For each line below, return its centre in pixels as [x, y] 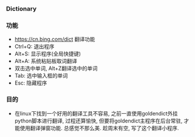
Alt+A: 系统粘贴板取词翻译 [46, 61]
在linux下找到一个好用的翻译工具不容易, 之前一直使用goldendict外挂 [96, 113]
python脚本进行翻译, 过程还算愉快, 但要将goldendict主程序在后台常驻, [98, 121]
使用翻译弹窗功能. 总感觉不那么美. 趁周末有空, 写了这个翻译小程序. [99, 128]
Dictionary [21, 9]
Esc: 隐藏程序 [31, 83]
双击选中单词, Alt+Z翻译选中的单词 [56, 68]
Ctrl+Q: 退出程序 [34, 47]
